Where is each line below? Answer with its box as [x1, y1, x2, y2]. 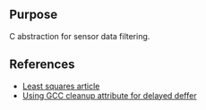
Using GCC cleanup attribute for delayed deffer [21, 89, 197, 101]
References [9, 57, 75, 72]
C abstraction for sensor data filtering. [9, 30, 150, 41]
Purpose [9, 7, 58, 22]
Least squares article [21, 80, 100, 91]
